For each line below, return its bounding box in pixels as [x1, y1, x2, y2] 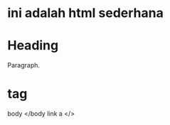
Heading [7, 38, 59, 54]
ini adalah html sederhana [7, 5, 164, 21]
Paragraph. [7, 61, 41, 70]
